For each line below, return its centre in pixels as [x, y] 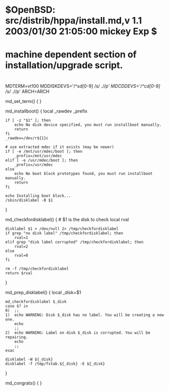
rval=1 [21, 237]
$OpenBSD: [30, 10]
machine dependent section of [71, 55]
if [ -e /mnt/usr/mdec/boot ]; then [44, 151]
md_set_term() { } [24, 101]
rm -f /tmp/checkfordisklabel [37, 269]
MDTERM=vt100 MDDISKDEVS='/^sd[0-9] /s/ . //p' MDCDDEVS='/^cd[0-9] [83, 86]
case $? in [17, 306]
